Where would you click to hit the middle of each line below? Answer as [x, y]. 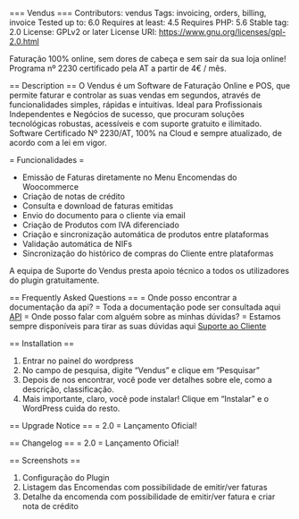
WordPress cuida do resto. [71, 408]
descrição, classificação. [68, 389]
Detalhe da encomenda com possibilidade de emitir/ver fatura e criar [149, 497]
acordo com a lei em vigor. [58, 143]
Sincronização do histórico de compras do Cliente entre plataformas [148, 253]
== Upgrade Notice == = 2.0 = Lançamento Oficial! [104, 425]
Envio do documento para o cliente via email [104, 215]
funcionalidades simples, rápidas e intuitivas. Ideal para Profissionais [136, 105]
